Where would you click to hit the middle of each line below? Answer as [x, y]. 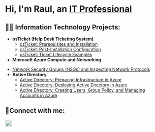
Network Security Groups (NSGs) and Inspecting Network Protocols [81, 69]
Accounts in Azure [38, 95]
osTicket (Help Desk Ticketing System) [53, 39]
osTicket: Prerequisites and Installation [59, 44]
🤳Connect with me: [35, 111]
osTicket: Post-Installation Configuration [60, 49]
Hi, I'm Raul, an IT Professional [68, 9]
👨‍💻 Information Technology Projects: [63, 27]
